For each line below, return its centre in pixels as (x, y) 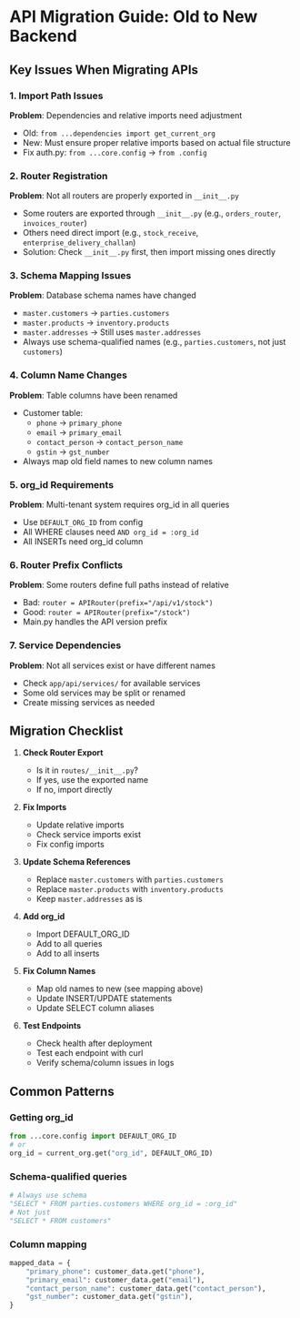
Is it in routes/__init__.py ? (87, 770)
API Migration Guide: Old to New (134, 17)
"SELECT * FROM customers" (60, 1221)
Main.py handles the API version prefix (95, 622)
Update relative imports (80, 825)
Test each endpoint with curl (90, 1053)
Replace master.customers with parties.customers (130, 879)
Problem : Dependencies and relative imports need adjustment (126, 115)
